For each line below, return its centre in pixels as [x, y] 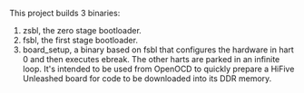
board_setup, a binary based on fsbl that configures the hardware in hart [158, 50]
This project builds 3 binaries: [65, 13]
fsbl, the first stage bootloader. [80, 40]
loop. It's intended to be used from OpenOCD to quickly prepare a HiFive [158, 69]
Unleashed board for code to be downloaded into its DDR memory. [147, 79]
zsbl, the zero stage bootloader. [82, 30]
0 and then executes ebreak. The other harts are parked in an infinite [151, 59]
